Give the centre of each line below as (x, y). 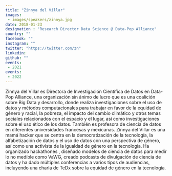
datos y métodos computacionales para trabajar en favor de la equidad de (83, 108)
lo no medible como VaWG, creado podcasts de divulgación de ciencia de (83, 157)
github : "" (17, 58)
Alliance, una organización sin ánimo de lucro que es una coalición (85, 97)
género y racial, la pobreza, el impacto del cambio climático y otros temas (83, 113)
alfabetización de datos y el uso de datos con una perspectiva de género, (83, 140)
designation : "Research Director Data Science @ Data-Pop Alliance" (81, 29)
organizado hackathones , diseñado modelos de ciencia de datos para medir (86, 151)
